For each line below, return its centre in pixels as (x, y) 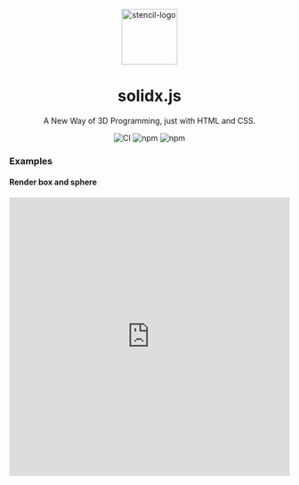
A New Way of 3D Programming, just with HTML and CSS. (149, 120)
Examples (31, 160)
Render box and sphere (53, 182)
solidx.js (149, 96)
